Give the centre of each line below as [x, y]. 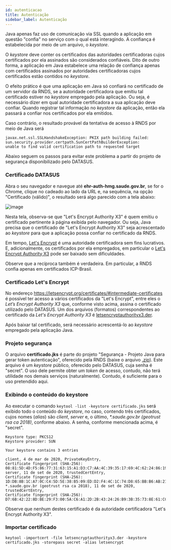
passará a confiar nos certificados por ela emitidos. [59, 113]
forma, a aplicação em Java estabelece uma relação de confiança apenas [83, 66]
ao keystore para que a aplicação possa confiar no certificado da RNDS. [81, 233]
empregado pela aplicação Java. [39, 330]
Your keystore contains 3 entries [42, 450]
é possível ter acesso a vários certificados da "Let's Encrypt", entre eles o [83, 298]
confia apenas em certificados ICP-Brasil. [49, 269]
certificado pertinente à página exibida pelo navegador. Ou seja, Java [78, 222]
